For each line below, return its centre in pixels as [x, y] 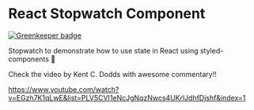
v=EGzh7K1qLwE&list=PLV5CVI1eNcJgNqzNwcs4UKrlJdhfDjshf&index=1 [127, 97]
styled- [212, 50]
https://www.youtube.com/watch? [64, 89]
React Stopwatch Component [107, 14]
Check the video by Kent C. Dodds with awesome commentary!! [112, 74]
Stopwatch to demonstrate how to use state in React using [103, 50]
